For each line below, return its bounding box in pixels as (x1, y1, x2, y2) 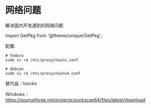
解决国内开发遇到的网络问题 (5, 22, 64, 28)
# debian (5, 66, 24, 71)
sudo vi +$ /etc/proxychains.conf (5, 57, 79, 62)
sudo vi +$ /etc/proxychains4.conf (5, 70, 81, 76)
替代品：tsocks (5, 80, 37, 86)
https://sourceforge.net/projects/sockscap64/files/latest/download (5, 97, 146, 103)
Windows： (5, 91, 29, 97)
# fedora (5, 53, 24, 58)
